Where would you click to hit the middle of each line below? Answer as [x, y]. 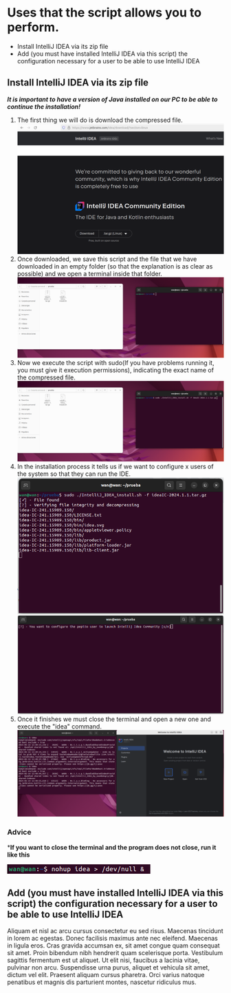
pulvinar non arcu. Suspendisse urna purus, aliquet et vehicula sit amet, [108, 968]
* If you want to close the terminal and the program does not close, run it [112, 847]
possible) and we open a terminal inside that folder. [90, 274]
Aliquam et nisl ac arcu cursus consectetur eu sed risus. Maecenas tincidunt [115, 931]
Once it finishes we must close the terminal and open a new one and [114, 719]
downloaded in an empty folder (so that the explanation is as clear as [115, 266]
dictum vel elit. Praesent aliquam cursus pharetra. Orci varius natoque [106, 975]
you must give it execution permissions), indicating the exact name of [115, 370]
